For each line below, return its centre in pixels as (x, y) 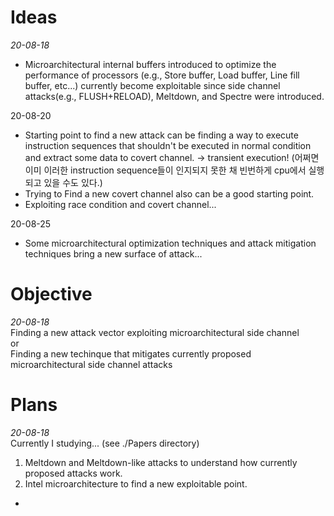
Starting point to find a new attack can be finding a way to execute (161, 135)
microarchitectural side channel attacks (91, 364)
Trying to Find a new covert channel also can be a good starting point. (169, 193)
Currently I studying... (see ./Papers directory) (105, 443)
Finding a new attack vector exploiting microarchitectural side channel (155, 332)
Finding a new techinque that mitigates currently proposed (131, 353)
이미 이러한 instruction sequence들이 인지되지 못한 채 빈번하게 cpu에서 (165, 170)
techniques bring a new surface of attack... (113, 253)
